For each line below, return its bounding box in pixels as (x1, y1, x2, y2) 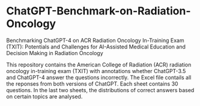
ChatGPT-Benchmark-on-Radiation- (6, 4, 191, 18)
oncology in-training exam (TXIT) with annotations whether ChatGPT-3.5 (6, 67, 186, 74)
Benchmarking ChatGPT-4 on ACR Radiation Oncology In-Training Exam (6, 37, 184, 44)
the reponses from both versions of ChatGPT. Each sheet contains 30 (6, 80, 178, 87)
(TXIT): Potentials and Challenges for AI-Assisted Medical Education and (6, 43, 186, 50)
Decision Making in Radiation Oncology (6, 49, 103, 56)
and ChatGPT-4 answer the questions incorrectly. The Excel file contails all (6, 74, 192, 81)
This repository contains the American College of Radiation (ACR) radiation (6, 61, 192, 68)
